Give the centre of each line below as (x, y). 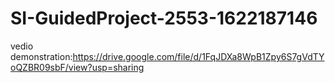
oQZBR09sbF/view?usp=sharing (77, 67)
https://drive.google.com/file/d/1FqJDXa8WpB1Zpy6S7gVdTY (198, 56)
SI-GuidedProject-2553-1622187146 (164, 18)
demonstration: (41, 56)
